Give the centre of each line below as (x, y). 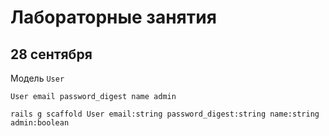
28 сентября (51, 54)
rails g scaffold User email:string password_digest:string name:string (165, 114)
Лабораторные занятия (113, 17)
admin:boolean (40, 123)
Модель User (37, 78)
